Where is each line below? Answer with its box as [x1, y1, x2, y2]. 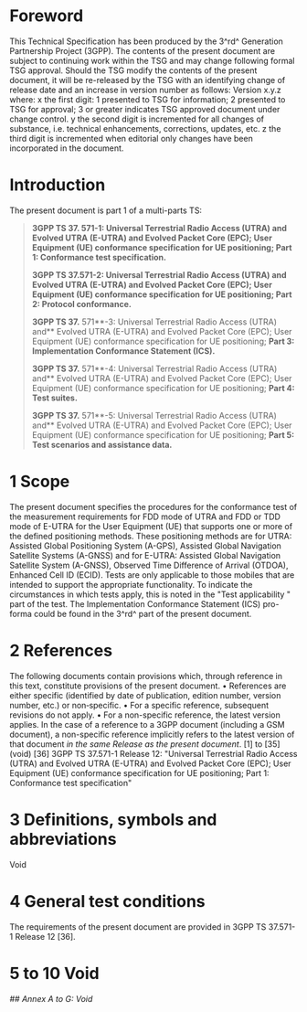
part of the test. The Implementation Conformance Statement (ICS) [9, 598, 261, 609]
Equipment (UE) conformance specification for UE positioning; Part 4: [31, 382, 295, 393]
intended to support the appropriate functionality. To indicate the [9, 579, 253, 590]
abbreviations [9, 828, 117, 849]
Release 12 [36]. [15, 931, 76, 942]
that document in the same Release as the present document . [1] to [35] [9, 738, 281, 750]
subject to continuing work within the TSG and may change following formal [9, 55, 295, 66]
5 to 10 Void [9, 963, 101, 984]
